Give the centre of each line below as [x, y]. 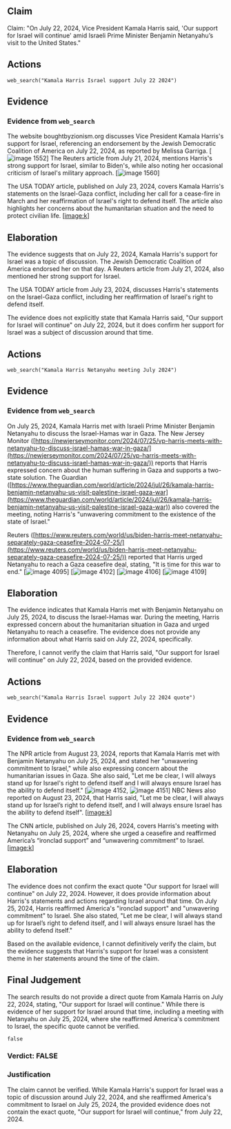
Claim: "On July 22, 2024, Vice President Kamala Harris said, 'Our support [113, 28]
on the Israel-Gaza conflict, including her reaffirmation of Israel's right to [110, 297]
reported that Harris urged [165, 557]
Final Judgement [44, 980]
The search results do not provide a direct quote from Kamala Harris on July [115, 997]
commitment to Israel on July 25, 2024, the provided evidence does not [109, 1104]
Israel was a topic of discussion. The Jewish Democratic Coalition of [104, 261]
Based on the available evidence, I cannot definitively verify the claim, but [112, 944]
